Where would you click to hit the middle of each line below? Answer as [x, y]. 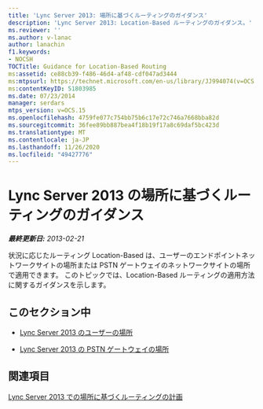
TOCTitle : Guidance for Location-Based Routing [88, 67]
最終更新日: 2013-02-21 [46, 239]
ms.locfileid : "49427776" [50, 154]
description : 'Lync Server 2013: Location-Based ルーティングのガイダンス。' [130, 23]
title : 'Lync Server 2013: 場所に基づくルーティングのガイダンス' [108, 15]
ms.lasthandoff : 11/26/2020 [54, 147]
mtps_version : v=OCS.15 [47, 111]
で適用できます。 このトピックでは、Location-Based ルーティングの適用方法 [131, 275]
